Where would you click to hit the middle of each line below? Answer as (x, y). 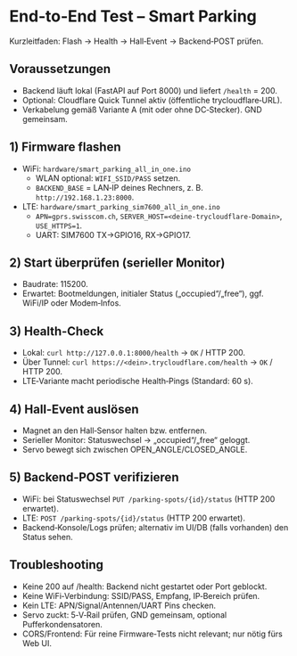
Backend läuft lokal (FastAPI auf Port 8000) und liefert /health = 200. (150, 90)
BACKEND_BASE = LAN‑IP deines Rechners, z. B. (119, 187)
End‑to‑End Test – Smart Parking (133, 16)
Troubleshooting (57, 565)
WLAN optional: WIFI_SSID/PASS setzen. (108, 178)
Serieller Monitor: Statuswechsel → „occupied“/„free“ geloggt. (136, 440)
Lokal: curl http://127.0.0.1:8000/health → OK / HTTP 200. (133, 353)
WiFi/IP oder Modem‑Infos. (72, 303)
